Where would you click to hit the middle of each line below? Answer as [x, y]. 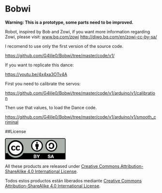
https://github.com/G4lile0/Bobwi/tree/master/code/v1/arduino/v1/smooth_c [81, 117]
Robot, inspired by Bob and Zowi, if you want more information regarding [78, 31]
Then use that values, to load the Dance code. [51, 107]
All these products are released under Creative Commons [62, 166]
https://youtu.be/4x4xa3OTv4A [36, 74]
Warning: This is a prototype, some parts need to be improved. [69, 22]
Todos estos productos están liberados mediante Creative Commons [73, 180]
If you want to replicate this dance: [39, 65]
